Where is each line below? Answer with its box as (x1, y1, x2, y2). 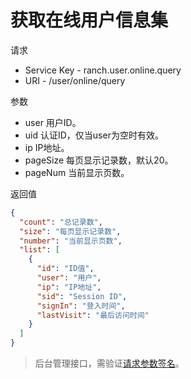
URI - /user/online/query (24, 74, 126, 86)
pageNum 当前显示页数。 (24, 166, 130, 178)
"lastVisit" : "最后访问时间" (36, 310, 150, 320)
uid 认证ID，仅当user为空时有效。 (24, 129, 164, 141)
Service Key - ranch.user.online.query (24, 64, 182, 76)
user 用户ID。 (24, 116, 82, 128)
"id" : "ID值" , (36, 264, 95, 274)
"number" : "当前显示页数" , (19, 236, 123, 246)
